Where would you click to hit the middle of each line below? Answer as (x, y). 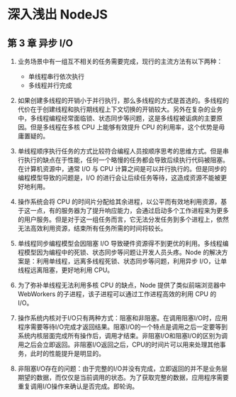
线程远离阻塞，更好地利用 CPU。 (66, 270)
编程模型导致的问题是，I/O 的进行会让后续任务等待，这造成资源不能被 (119, 178)
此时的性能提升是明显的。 (67, 353)
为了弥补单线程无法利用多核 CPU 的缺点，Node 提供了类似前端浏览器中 (122, 285)
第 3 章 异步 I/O (40, 43)
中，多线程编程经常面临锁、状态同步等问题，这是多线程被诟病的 (111, 118)
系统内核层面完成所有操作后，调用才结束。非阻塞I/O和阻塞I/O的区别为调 (123, 336)
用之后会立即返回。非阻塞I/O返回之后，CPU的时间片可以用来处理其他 (118, 344)
